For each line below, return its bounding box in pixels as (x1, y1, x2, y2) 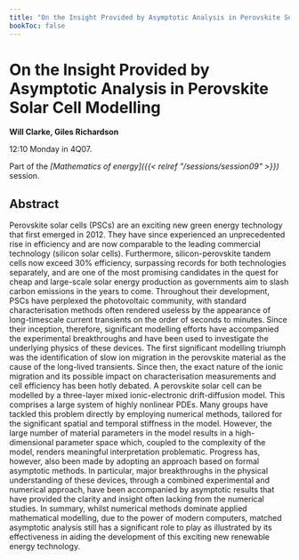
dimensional (9, 437, 54, 448)
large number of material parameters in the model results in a (9, 428, 234, 438)
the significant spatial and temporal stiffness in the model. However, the (9, 419, 272, 429)
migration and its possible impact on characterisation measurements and (9, 371, 277, 382)
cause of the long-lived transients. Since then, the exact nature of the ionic (9, 362, 284, 372)
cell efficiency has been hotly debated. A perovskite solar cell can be (9, 380, 263, 391)
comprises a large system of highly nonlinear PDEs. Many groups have (9, 399, 269, 410)
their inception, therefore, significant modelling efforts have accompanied (9, 324, 279, 334)
